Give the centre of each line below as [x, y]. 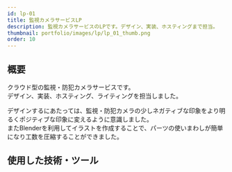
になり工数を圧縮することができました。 [65, 137]
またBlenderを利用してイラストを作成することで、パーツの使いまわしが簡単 [115, 128]
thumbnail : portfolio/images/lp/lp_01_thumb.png [79, 33]
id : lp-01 [22, 14]
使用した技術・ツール [53, 161]
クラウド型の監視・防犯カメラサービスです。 [71, 87]
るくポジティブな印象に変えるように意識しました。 [80, 119]
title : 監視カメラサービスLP [44, 20]
